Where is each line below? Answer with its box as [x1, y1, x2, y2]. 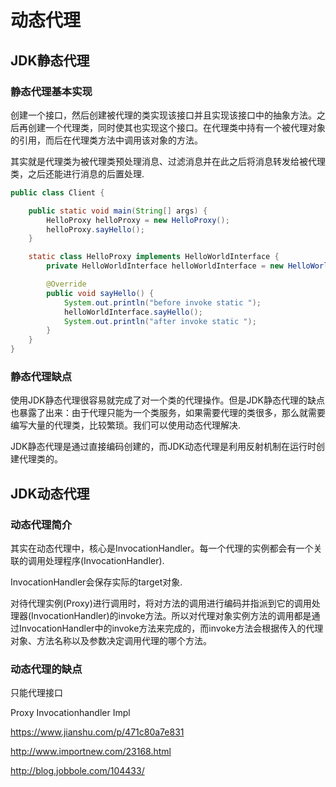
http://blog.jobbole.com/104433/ [10, 765, 145, 777]
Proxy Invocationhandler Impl [10, 707, 131, 719]
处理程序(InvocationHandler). [44, 554, 165, 566]
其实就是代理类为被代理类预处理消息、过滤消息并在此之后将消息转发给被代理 [10, 155, 326, 167]
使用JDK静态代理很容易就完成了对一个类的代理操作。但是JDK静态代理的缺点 [10, 394, 325, 406]
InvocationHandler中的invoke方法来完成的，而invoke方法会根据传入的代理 [18, 622, 324, 634]
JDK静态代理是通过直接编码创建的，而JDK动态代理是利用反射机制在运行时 [10, 441, 317, 453]
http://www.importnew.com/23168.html [10, 746, 172, 758]
